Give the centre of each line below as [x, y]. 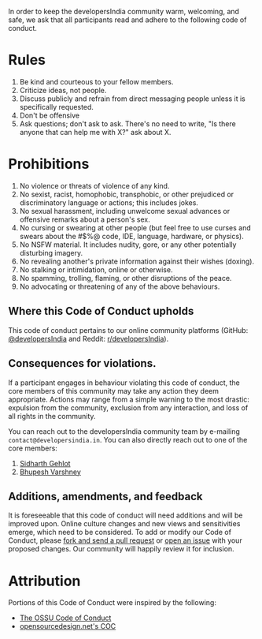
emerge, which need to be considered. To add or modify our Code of [120, 532]
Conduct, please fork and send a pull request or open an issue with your [125, 540]
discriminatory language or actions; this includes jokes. [109, 202]
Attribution [44, 581]
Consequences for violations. [82, 363]
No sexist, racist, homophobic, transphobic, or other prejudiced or [127, 194]
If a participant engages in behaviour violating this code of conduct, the [124, 383]
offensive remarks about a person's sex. [85, 219]
